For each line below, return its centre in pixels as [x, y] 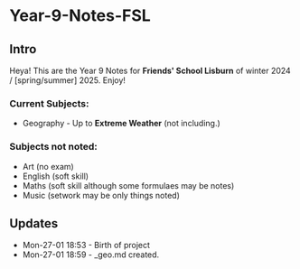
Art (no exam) [48, 166]
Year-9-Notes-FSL [80, 16]
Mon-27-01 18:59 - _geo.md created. [91, 255]
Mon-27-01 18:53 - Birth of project [86, 246]
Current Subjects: [49, 103]
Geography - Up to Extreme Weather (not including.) [122, 124]
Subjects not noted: [53, 147]
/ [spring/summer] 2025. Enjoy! [68, 80]
